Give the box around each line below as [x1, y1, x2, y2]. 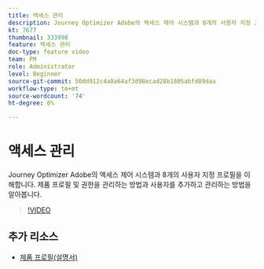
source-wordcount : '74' [8, 92, 86, 100]
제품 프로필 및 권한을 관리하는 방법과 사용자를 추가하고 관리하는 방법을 [37, 180, 251, 190]
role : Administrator [8, 63, 76, 71]
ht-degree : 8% [8, 99, 55, 107]
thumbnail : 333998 [8, 33, 68, 42]
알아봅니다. [8, 190, 42, 199]
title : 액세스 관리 [8, 11, 64, 20]
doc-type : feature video [8, 48, 90, 56]
